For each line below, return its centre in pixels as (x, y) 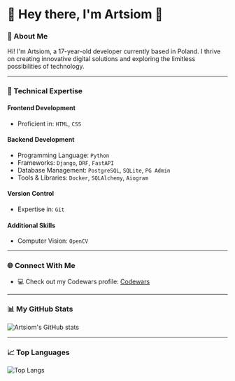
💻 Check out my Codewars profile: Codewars (84, 281)
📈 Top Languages (38, 352)
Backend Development (41, 140)
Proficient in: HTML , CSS (49, 123)
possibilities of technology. (46, 67)
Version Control (31, 194)
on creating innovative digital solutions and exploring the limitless (101, 59)
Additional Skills (31, 225)
